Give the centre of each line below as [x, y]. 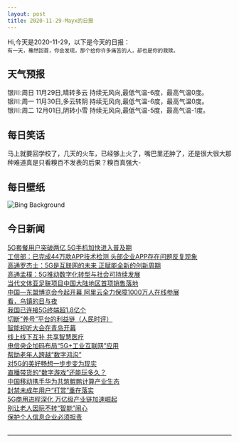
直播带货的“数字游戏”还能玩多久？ [57, 372]
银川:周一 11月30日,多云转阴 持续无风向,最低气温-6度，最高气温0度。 [108, 101]
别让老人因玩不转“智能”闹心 [48, 408]
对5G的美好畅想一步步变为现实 [52, 363]
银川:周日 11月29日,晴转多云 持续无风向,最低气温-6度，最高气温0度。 [108, 93]
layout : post [27, 14]
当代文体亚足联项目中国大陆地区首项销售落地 [73, 283]
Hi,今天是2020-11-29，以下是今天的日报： [69, 42]
